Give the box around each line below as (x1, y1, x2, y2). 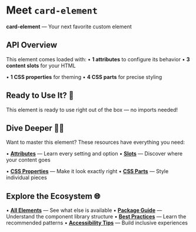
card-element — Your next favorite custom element (6, 23, 132, 30)
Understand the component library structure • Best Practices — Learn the (6, 213, 187, 220)
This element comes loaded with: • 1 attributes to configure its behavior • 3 (6, 55, 190, 62)
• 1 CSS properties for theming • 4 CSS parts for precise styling (6, 73, 162, 80)
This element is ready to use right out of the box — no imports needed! (6, 106, 178, 113)
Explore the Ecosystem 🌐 (6, 191, 101, 201)
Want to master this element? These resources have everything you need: (6, 139, 185, 146)
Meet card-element (6, 4, 98, 17)
